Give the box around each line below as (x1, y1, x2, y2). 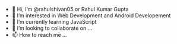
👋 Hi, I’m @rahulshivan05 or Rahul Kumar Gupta (11, 6, 129, 12)
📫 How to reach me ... (11, 32, 67, 38)
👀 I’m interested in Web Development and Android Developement (11, 12, 171, 19)
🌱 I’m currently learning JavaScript (11, 18, 97, 25)
